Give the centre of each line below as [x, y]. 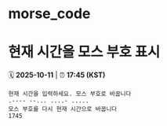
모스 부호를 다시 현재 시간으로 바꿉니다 [63, 109]
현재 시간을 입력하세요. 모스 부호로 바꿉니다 [70, 94]
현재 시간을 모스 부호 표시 [84, 52]
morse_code [49, 14]
